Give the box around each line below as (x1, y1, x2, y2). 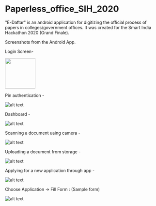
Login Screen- (5, 48, 34, 54)
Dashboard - (5, 111, 31, 117)
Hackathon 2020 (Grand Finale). (5, 30, 69, 35)
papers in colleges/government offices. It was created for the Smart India (5, 24, 152, 30)
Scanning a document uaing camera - (5, 130, 81, 136)
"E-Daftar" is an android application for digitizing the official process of (5, 19, 147, 25)
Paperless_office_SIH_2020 (5, 3, 119, 15)
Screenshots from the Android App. (5, 39, 76, 45)
